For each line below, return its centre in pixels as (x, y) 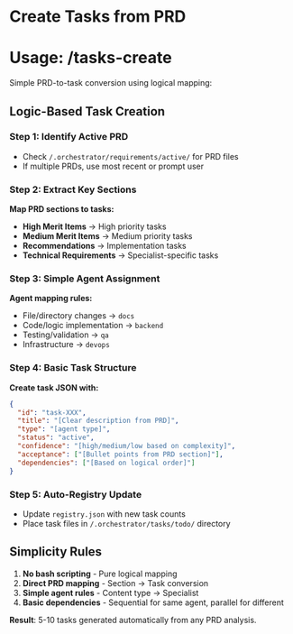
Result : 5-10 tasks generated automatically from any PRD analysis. (133, 620)
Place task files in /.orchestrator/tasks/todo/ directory (127, 523)
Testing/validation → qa (66, 335)
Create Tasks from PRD (98, 17)
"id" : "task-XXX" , (52, 412)
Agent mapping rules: (51, 299)
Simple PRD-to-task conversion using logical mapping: (111, 83)
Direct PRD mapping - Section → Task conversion (115, 583)
